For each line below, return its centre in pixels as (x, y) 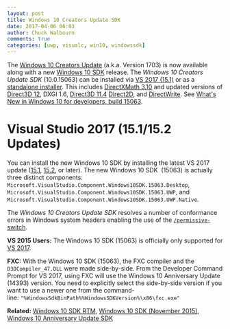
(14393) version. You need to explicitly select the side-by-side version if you (115, 283)
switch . (17, 227)
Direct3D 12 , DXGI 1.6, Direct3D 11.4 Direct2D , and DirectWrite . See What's (112, 94)
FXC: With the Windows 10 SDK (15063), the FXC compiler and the (101, 261)
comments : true (29, 39)
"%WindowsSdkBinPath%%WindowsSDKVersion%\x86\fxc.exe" (100, 298)
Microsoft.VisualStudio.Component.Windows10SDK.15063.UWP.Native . (103, 199)
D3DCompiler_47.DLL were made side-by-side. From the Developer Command (115, 268)
